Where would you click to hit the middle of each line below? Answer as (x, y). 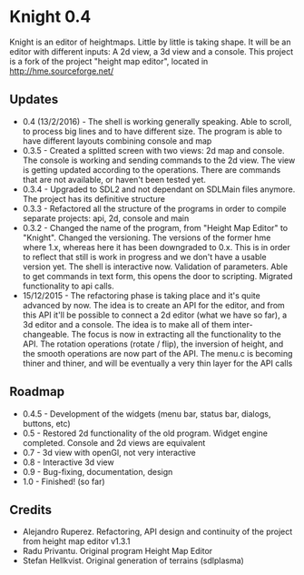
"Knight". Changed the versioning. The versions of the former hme (147, 237)
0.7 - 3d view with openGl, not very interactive (109, 452)
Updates (34, 100)
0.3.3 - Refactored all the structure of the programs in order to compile (154, 208)
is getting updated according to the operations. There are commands (152, 169)
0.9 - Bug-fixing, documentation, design (98, 471)
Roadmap (37, 392)
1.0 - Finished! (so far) (64, 481)
